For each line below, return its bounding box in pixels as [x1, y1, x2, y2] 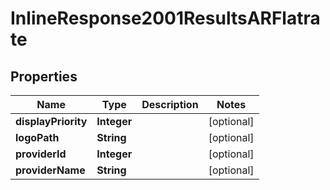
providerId [15, 147, 67, 161]
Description [141, 98, 199, 111]
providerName [15, 163, 86, 177]
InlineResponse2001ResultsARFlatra [10, 7, 321, 30]
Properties [10, 68, 78, 85]
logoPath [15, 131, 60, 144]
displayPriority [15, 115, 88, 128]
